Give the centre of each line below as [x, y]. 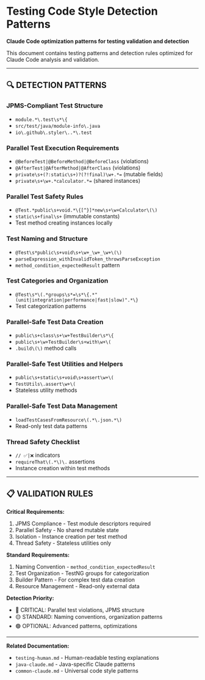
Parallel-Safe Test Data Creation [55, 322]
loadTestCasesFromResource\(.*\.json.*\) [68, 420]
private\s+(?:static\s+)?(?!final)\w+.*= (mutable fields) [89, 174]
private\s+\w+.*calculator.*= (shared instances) [78, 180]
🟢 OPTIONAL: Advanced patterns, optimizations [76, 626]
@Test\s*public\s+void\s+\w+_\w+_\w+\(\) [68, 253]
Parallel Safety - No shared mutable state [67, 530]
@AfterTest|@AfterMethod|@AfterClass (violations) [78, 168]
